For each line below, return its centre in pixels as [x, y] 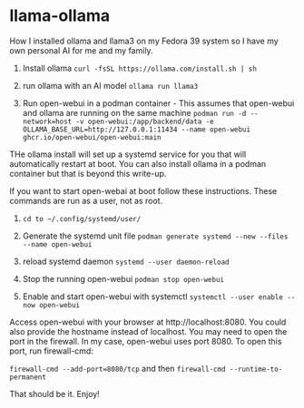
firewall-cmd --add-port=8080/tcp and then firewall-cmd [118, 368]
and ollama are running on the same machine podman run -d [134, 112]
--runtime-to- [256, 369]
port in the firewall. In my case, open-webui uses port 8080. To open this [146, 341]
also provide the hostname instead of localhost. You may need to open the [148, 331]
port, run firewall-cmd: [51, 351]
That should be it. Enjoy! [54, 393]
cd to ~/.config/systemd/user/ [82, 219]
